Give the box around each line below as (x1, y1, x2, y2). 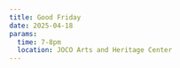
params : (9, 29, 38, 38)
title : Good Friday (9, 12, 82, 22)
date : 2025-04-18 (9, 21, 74, 30)
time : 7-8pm (17, 37, 62, 47)
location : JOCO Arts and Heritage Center (17, 46, 173, 55)
